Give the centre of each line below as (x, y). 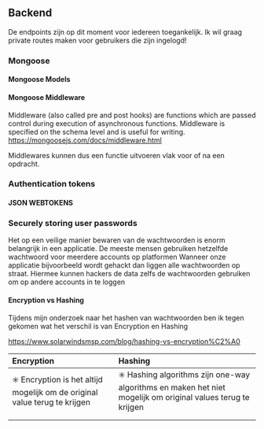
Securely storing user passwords (73, 223)
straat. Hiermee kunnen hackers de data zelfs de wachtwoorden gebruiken (129, 274)
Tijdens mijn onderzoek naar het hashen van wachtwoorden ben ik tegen (126, 317)
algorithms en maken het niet (172, 387)
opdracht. (24, 164)
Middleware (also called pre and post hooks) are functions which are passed (132, 115)
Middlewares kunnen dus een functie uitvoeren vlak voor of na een (117, 155)
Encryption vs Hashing (46, 300)
